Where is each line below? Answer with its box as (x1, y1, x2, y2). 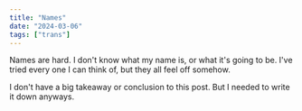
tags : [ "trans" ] (9, 30, 71, 39)
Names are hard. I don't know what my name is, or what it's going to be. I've (9, 55, 293, 66)
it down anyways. (9, 91, 75, 102)
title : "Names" (9, 13, 67, 23)
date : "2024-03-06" (9, 22, 83, 31)
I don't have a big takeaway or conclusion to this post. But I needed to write (9, 82, 291, 93)
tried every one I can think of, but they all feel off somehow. (9, 64, 231, 75)
